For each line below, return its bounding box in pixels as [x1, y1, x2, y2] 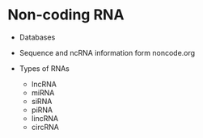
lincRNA [31, 113, 58, 123]
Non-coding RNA [7, 6, 125, 24]
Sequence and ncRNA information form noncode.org [19, 48, 196, 57]
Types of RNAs [19, 63, 70, 73]
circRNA [31, 122, 60, 132]
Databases [19, 32, 56, 42]
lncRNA [31, 79, 57, 89]
